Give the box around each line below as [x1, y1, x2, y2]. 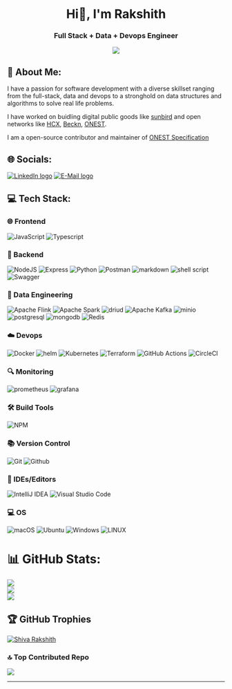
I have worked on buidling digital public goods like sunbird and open [7, 113, 202, 121]
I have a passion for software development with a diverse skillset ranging [7, 84, 215, 93]
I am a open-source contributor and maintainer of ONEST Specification [7, 133, 209, 142]
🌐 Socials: [7, 153, 52, 165]
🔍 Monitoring [7, 366, 54, 376]
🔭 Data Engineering [7, 290, 73, 300]
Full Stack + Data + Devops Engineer [54, 31, 178, 41]
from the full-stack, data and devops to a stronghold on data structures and [7, 92, 222, 100]
